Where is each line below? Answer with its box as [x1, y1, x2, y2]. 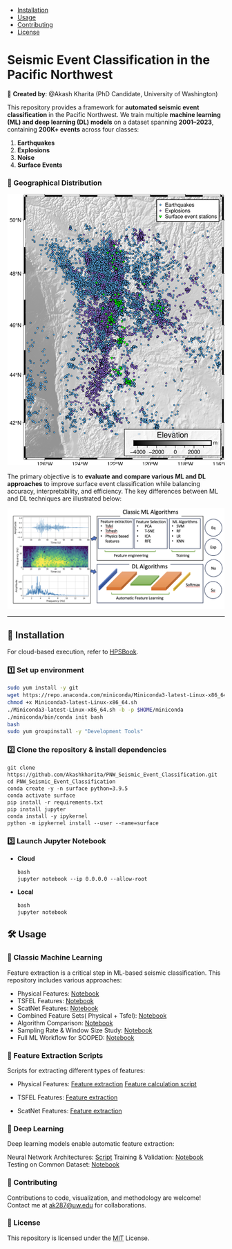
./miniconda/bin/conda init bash [7, 713, 104, 721]
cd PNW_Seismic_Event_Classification [7, 778, 116, 785]
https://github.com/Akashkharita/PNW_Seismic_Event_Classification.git [7, 771, 217, 778]
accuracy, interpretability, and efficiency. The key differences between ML [7, 487, 219, 496]
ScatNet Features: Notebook [17, 1004, 99, 1012]
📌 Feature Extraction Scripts [7, 1050, 104, 1060]
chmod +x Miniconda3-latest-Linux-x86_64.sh [7, 699, 137, 706]
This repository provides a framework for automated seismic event [7, 103, 200, 111]
